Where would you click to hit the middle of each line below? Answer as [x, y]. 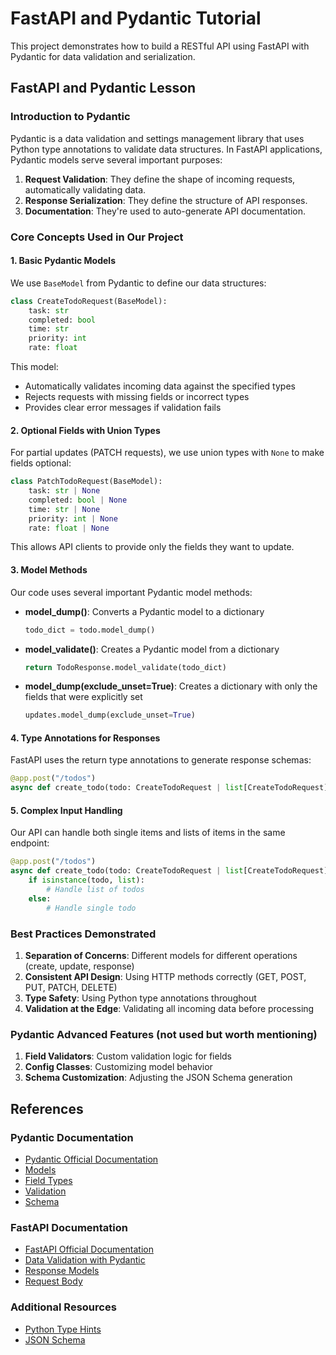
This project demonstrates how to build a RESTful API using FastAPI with [160, 46]
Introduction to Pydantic [70, 117]
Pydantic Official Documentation [91, 1159]
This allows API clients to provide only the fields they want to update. [152, 547]
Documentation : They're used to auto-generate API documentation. [165, 211]
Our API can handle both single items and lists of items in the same [148, 833]
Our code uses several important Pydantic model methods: [131, 592]
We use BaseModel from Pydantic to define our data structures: [138, 283]
